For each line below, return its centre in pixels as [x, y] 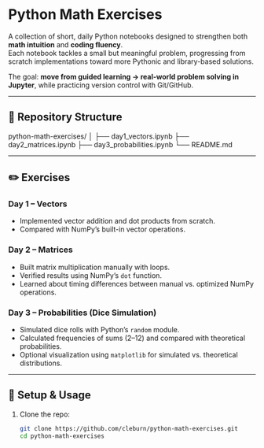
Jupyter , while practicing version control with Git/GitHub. [101, 85]
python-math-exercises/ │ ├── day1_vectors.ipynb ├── [99, 136]
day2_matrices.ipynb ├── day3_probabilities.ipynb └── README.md [121, 144]
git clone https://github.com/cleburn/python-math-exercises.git [128, 428]
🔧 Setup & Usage [50, 395]
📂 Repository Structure [65, 117]
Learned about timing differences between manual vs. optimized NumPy [136, 283]
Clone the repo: [45, 414]
